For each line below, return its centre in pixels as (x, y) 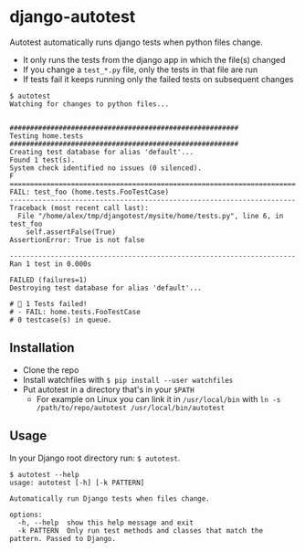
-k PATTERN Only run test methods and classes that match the (140, 531)
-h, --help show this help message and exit (106, 523)
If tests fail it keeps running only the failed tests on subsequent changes (158, 79)
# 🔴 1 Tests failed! (49, 303)
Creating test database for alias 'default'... (102, 152)
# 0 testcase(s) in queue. (61, 320)
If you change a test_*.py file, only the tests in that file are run (140, 69)
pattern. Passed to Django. (63, 538)
